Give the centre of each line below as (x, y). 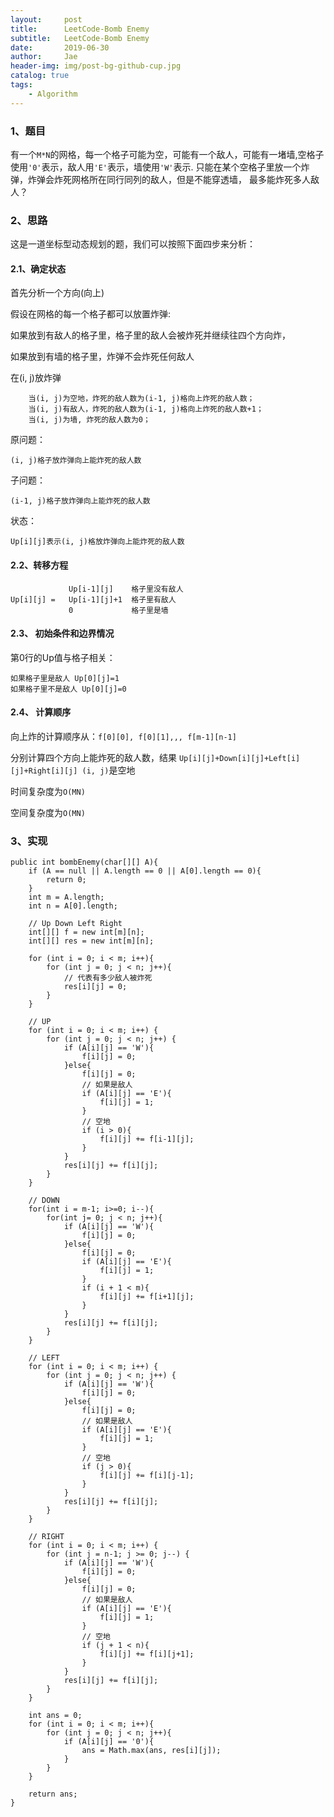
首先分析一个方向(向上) (57, 293)
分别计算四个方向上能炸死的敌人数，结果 (93, 758)
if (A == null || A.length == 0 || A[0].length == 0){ (145, 871)
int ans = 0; (55, 1716)
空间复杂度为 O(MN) (48, 813)
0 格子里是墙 (118, 610)
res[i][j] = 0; (95, 987)
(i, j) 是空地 (108, 770)
